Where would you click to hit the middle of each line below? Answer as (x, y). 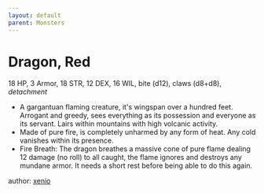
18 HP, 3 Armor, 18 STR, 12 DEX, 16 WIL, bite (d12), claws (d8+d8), (115, 84)
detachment (28, 92)
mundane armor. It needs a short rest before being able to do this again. (136, 165)
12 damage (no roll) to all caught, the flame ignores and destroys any (130, 158)
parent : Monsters (37, 23)
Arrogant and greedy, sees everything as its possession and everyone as (137, 116)
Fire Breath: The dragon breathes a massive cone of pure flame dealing (135, 149)
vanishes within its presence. (66, 141)
